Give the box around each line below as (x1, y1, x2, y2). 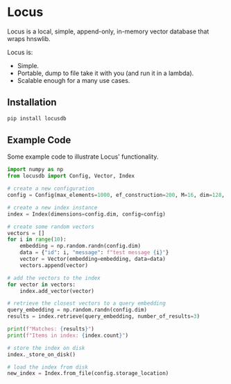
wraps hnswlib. (7, 34, 51, 42)
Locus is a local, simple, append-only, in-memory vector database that (7, 27, 209, 35)
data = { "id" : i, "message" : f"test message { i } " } (19, 249, 169, 256)
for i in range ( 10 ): (7, 236, 67, 243)
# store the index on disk (7, 344, 85, 351)
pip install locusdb (7, 115, 67, 122)
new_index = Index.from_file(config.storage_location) (7, 370, 169, 377)
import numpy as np (7, 166, 64, 173)
